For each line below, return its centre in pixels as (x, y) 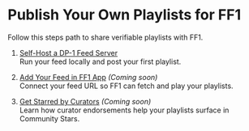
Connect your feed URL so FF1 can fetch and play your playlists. (126, 86)
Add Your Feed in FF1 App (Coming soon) (88, 77)
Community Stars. (49, 118)
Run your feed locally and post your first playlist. (100, 61)
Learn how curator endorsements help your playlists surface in (124, 110)
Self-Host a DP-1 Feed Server (69, 53)
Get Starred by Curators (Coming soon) (85, 101)
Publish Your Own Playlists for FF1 (124, 15)
